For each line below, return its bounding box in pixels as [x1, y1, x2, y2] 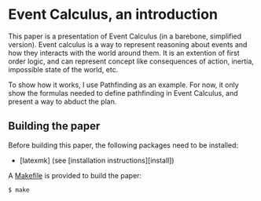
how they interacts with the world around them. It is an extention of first [8, 48, 240, 57]
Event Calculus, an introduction [8, 5, 219, 24]
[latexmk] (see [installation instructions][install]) [19, 155, 175, 165]
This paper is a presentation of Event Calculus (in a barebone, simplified [8, 31, 242, 41]
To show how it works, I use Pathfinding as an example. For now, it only [8, 80, 240, 90]
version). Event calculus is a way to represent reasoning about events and [8, 39, 248, 49]
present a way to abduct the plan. [8, 97, 117, 106]
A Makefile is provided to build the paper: [8, 170, 142, 180]
